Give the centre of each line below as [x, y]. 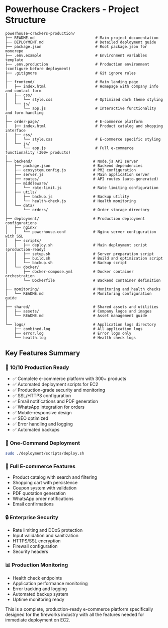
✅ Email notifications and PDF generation [55, 401]
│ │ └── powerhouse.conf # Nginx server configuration [81, 232]
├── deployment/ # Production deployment [75, 218]
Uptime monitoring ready [38, 599]
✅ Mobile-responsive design [42, 412]
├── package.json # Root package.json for [76, 46]
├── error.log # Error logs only [73, 333]
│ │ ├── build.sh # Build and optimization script [84, 258]
